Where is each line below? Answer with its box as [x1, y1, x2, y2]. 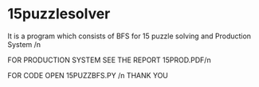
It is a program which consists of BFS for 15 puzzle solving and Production [7, 31, 252, 41]
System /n [7, 39, 41, 49]
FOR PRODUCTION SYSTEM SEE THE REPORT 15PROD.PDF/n [7, 55, 212, 65]
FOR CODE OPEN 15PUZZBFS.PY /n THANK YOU [7, 70, 169, 80]
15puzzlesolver [7, 5, 111, 23]
